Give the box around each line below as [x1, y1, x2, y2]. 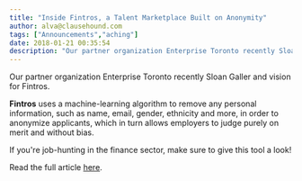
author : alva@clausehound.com [9, 22, 123, 31]
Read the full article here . [9, 162, 103, 173]
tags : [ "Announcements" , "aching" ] [9, 30, 139, 39]
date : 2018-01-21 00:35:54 [9, 38, 111, 48]
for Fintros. [9, 81, 50, 92]
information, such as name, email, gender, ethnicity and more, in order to [9, 108, 279, 119]
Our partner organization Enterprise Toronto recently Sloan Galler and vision [9, 71, 291, 82]
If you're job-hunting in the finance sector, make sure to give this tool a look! [9, 145, 292, 156]
